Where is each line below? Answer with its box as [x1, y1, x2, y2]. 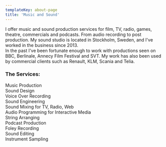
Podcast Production [5, 120, 46, 126]
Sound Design [5, 87, 35, 93]
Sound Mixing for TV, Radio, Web [5, 104, 74, 110]
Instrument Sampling [5, 136, 49, 142]
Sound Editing [5, 130, 34, 136]
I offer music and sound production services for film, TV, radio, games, [5, 26, 152, 32]
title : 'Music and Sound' [5, 12, 60, 17]
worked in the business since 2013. [5, 42, 79, 48]
